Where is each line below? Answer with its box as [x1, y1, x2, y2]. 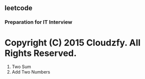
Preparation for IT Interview [4, 19, 73, 26]
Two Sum [11, 64, 32, 70]
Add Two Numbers [11, 69, 50, 75]
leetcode [4, 4, 33, 12]
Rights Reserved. [4, 47, 77, 59]
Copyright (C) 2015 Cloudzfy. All [4, 37, 141, 48]
